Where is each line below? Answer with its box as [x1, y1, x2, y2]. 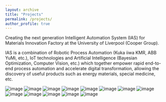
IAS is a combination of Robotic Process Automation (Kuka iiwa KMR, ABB [5, 50, 157, 56]
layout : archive [5, 7, 39, 12]
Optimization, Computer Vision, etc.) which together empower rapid [5, 60, 145, 66]
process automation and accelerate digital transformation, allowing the [14, 66, 160, 72]
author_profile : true [5, 21, 50, 26]
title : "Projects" [5, 12, 43, 17]
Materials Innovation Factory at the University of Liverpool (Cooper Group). [5, 40, 160, 46]
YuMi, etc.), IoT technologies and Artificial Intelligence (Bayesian [5, 55, 138, 61]
